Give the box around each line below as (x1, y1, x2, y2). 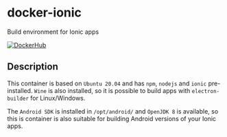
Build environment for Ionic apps (7, 28, 99, 36)
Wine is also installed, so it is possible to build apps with (34, 86, 191, 94)
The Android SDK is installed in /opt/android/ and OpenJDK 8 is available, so (7, 107, 219, 115)
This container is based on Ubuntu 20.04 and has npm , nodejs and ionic (7, 79, 207, 87)
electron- (191, 87, 220, 94)
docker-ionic (7, 5, 82, 21)
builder (7, 95, 29, 102)
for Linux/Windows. (30, 94, 86, 102)
